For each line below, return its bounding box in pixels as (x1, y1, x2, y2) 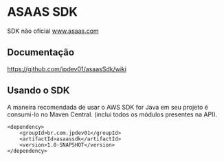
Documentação (7, 47, 74, 58)
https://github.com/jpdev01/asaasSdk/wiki (7, 64, 127, 73)
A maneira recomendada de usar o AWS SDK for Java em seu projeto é (7, 103, 208, 111)
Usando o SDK (7, 85, 70, 97)
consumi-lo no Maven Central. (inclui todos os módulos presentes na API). (7, 110, 218, 119)
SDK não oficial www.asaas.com (7, 27, 99, 35)
